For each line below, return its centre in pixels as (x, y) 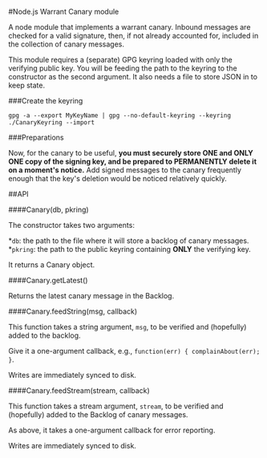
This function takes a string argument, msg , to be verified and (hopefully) (127, 327)
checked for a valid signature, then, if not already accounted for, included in (133, 36)
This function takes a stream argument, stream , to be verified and (116, 406)
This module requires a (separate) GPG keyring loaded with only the (120, 60)
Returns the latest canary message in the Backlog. (91, 296)
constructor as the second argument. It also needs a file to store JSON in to (133, 77)
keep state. (27, 85)
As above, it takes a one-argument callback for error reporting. (112, 430)
